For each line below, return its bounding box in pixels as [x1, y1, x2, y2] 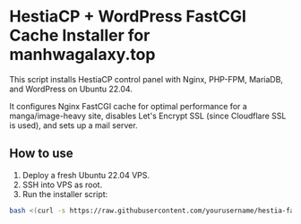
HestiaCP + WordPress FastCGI [9, 6, 246, 27]
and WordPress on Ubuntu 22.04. [9, 83, 133, 94]
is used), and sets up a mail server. [9, 119, 138, 131]
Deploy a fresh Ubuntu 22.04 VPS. [21, 169, 150, 180]
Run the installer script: [21, 188, 108, 199]
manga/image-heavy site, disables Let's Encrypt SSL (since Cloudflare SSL [9, 110, 287, 121]
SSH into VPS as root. [21, 179, 103, 190]
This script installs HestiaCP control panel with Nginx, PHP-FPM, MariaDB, [9, 73, 284, 84]
